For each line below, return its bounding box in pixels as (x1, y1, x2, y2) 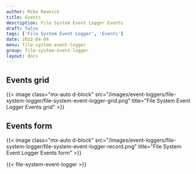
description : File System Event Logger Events (6, 20, 124, 26)
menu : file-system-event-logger (6, 42, 86, 48)
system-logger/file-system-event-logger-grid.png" (6, 97, 131, 104)
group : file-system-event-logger (6, 48, 89, 54)
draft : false (6, 25, 39, 32)
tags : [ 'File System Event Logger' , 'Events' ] (6, 31, 124, 37)
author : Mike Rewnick (6, 8, 60, 15)
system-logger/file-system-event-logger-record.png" (6, 143, 137, 150)
